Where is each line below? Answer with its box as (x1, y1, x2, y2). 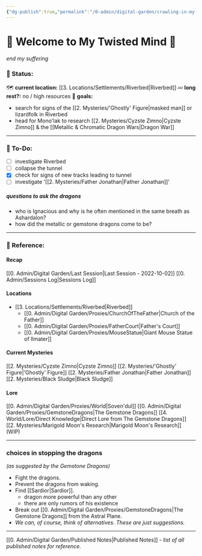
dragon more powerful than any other (23, 493, 117, 501)
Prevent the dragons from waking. (14, 481, 100, 488)
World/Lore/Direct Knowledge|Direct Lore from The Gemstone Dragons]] (6, 415, 186, 423)
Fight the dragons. (14, 474, 61, 481)
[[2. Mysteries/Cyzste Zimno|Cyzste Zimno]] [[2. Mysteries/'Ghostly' (6, 362, 177, 370)
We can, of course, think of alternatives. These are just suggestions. (14, 519, 185, 526)
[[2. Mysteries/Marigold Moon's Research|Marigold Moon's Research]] (6, 422, 182, 429)
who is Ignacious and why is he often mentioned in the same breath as (14, 207, 190, 215)
